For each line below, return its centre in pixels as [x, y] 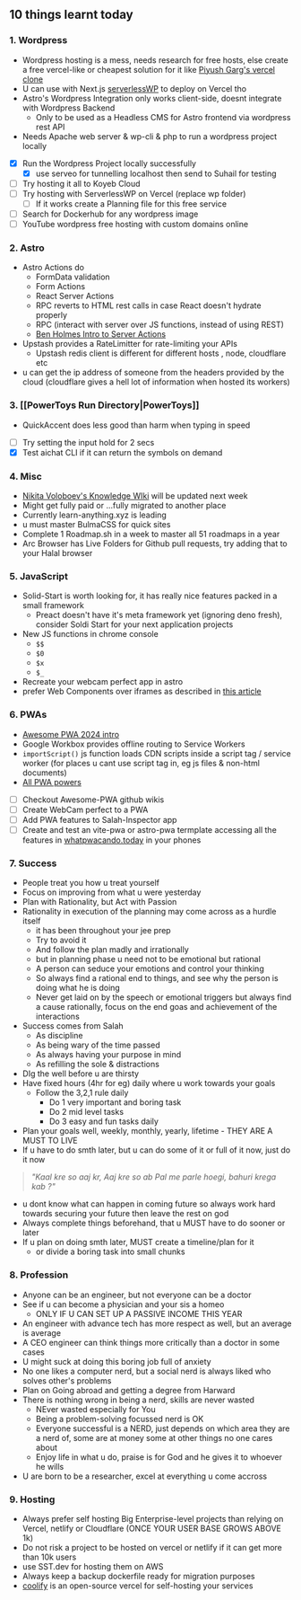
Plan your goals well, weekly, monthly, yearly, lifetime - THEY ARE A [147, 1131]
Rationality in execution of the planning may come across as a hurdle [149, 912]
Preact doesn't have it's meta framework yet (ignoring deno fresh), [159, 615]
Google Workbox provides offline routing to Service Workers [133, 744]
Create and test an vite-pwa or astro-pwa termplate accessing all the [150, 829]
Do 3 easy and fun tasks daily [104, 1121]
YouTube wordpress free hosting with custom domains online [135, 225]
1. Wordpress [39, 40]
